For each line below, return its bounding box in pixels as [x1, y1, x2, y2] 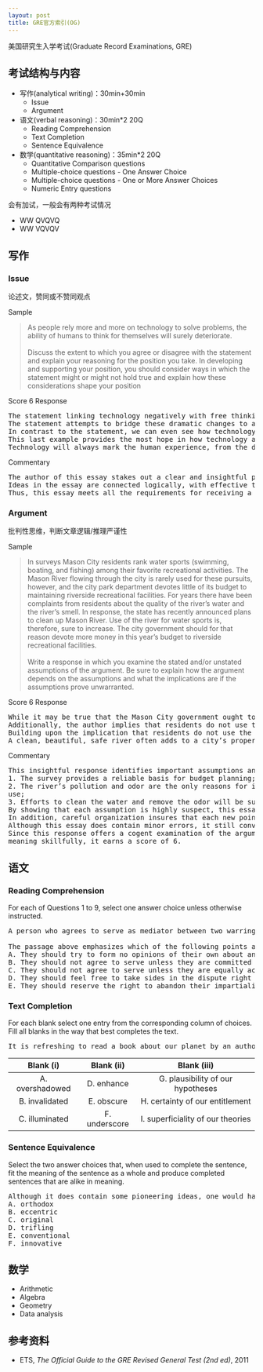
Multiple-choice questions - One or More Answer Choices [31, 176, 218, 185]
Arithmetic [19, 1284, 53, 1294]
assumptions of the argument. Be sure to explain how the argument [27, 666, 245, 675]
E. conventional [8, 1231, 70, 1240]
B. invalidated [18, 1096, 69, 1107]
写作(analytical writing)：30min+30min [19, 89, 146, 98]
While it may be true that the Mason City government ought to [8, 713, 256, 722]
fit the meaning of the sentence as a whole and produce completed [8, 1168, 225, 1177]
